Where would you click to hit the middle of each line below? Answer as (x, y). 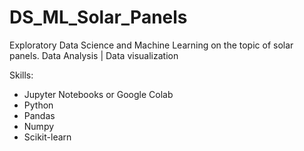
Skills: (21, 75)
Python (38, 105)
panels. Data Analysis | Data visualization (94, 55)
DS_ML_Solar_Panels (98, 17)
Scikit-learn (47, 137)
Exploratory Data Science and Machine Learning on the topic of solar (151, 45)
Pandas (39, 115)
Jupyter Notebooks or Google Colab (98, 94)
